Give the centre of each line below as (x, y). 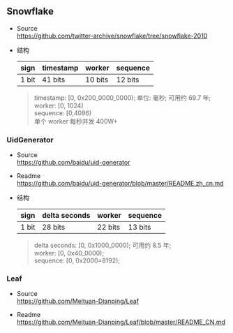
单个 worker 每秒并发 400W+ (76, 121)
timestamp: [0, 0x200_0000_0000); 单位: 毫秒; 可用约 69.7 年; (122, 98)
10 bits (97, 80)
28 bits (54, 228)
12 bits (128, 80)
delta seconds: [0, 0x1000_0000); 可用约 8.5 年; (103, 245)
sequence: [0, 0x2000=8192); (77, 260)
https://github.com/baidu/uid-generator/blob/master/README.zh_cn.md (120, 184)
